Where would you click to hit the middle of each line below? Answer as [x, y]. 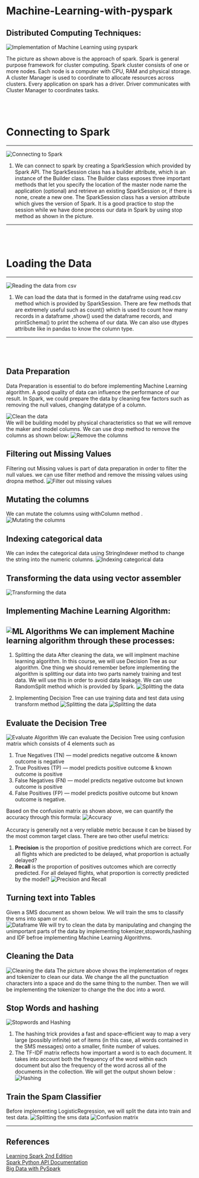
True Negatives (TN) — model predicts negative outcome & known [96, 755]
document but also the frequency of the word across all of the [90, 1066]
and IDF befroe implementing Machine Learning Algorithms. [79, 937]
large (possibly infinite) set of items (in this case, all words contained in [101, 1040]
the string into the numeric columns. [50, 559]
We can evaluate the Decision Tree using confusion [122, 737]
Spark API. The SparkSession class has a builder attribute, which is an [100, 172]
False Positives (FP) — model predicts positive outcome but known [96, 793]
